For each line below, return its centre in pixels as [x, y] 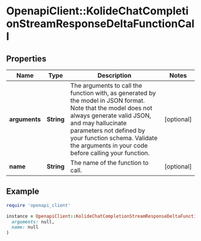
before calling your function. [110, 153]
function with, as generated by [113, 93]
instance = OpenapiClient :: [41, 216]
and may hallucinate [98, 123]
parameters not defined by [108, 130]
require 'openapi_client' [38, 205]
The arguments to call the [106, 85]
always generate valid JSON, [111, 115]
